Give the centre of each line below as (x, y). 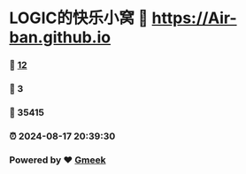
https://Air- (194, 18)
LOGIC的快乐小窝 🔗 (79, 18)
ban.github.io (60, 38)
